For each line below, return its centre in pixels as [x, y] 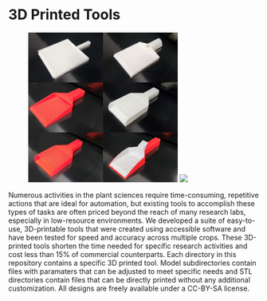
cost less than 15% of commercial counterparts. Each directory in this [122, 254]
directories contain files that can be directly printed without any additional [130, 279]
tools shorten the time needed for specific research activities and [140, 246]
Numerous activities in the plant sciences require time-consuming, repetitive [133, 195]
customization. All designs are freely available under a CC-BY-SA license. [129, 288]
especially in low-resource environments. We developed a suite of [117, 220]
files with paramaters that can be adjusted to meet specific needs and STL [130, 271]
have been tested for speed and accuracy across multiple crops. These [126, 237]
